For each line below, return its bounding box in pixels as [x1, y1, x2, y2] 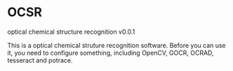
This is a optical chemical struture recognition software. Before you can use [7, 41, 226, 49]
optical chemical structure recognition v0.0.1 [7, 27, 135, 36]
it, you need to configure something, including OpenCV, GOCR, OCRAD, [7, 49, 214, 57]
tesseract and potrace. [7, 56, 73, 64]
